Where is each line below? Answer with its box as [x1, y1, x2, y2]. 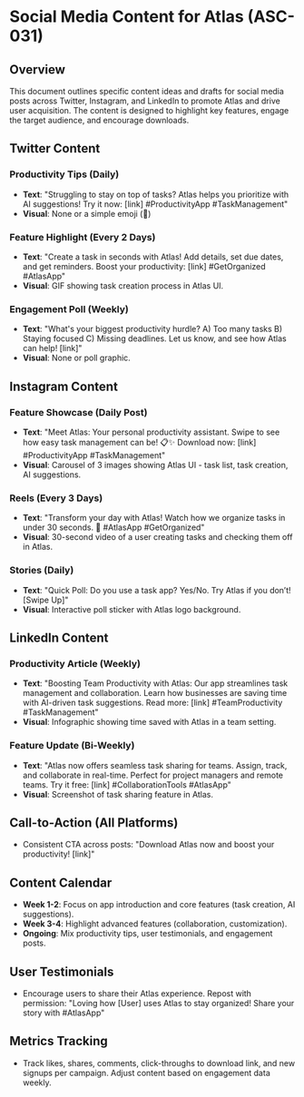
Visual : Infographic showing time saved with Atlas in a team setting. [22, 717, 277, 728]
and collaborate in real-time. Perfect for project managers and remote [22, 769, 284, 780]
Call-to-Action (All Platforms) [9, 815, 179, 830]
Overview [9, 62, 66, 77]
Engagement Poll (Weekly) [9, 302, 129, 315]
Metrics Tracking [9, 1033, 109, 1049]
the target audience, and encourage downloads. [9, 115, 190, 125]
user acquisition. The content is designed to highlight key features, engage [9, 105, 289, 115]
